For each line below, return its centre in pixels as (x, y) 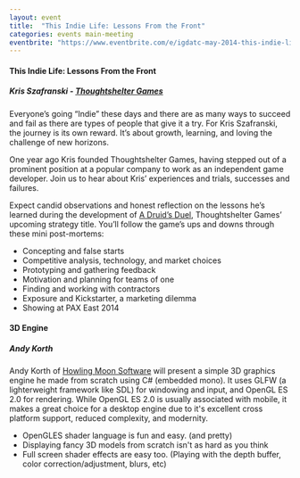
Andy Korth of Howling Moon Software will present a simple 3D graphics (142, 371)
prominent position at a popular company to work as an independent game (146, 169)
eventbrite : (31, 42)
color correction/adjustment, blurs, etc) (94, 464)
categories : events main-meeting (71, 34)
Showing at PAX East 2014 (71, 308)
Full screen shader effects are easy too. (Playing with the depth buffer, (151, 455)
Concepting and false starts (73, 251)
